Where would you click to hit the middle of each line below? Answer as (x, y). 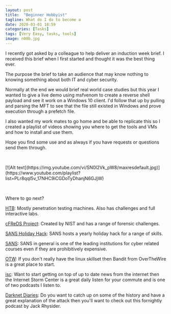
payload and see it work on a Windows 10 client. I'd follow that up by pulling (85, 100)
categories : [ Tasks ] (27, 29)
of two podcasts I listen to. (33, 285)
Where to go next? (25, 198)
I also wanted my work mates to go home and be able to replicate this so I (83, 121)
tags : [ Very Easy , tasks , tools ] (41, 34)
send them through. (26, 147)
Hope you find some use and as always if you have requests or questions (82, 142)
